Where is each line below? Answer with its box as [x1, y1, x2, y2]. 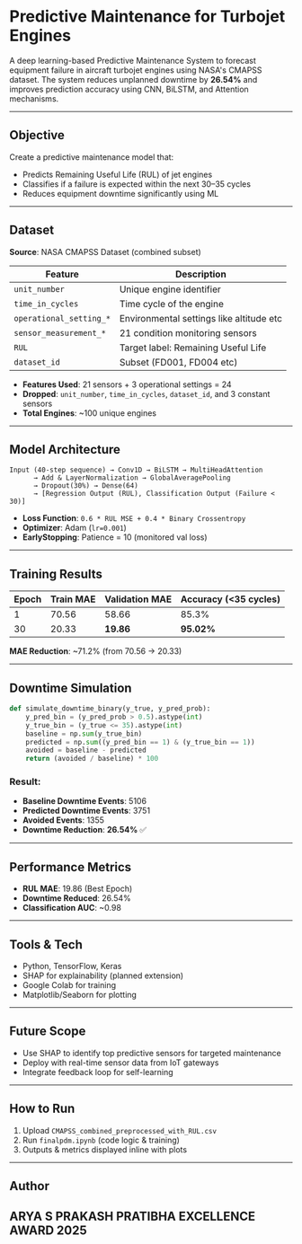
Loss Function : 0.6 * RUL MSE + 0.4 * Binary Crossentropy [22, 513, 246, 524]
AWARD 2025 [9, 1223, 87, 1239]
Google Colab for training [22, 980, 117, 991]
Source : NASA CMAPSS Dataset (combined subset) [9, 246, 202, 257]
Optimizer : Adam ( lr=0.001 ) [22, 523, 128, 534]
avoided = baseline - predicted [25, 746, 147, 755]
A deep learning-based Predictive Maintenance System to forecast [9, 55, 256, 66]
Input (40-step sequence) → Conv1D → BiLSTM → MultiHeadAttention [9, 465, 263, 475]
